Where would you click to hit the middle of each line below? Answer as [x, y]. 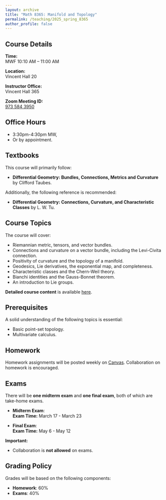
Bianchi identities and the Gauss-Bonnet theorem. [64, 277]
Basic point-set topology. [38, 329]
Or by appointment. [32, 140]
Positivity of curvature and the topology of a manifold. [68, 261]
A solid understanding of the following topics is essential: [64, 320]
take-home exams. [24, 401]
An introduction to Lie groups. [43, 282]
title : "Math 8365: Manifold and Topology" [51, 15]
